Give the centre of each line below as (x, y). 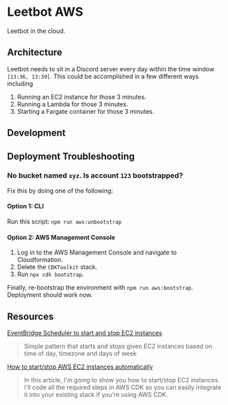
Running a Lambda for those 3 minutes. (73, 104)
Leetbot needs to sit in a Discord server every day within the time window (111, 69)
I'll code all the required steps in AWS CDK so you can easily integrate (122, 387)
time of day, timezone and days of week (80, 354)
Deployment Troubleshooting (71, 156)
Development (37, 133)
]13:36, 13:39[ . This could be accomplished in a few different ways (103, 76)
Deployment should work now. (50, 295)
